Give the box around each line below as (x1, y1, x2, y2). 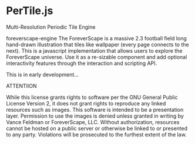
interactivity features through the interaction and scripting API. (6, 60, 157, 67)
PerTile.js (6, 4, 53, 18)
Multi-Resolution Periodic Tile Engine (6, 23, 96, 30)
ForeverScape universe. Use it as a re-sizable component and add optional (6, 53, 187, 60)
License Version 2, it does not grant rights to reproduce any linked (6, 100, 166, 107)
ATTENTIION (6, 82, 37, 89)
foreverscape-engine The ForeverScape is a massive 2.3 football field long (6, 35, 187, 42)
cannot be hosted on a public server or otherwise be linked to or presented (6, 125, 188, 132)
